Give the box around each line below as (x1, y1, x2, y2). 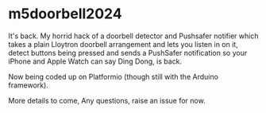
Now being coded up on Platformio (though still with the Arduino (8, 72, 218, 81)
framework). (8, 80, 49, 90)
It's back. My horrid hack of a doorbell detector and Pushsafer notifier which (8, 31, 259, 41)
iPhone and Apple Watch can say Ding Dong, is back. (8, 56, 183, 66)
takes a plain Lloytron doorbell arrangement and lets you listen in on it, (8, 39, 238, 49)
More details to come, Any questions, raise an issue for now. (8, 95, 206, 105)
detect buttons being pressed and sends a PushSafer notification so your (8, 48, 248, 57)
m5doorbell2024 (8, 5, 122, 23)
